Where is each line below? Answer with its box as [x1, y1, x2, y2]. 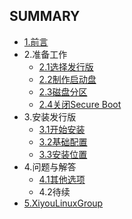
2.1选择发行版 [38, 60, 94, 73]
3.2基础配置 [38, 135, 88, 148]
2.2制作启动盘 [38, 73, 97, 85]
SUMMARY [9, 8, 81, 25]
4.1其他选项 [38, 173, 86, 185]
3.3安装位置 [38, 148, 88, 160]
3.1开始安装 [38, 123, 86, 135]
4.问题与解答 [23, 160, 77, 173]
